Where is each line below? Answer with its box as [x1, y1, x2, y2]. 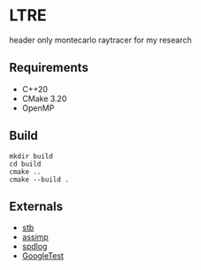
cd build [9, 159, 42, 168]
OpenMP [21, 103, 55, 113]
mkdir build [9, 151, 53, 160]
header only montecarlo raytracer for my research [9, 35, 192, 45]
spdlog [21, 241, 48, 252]
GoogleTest [21, 251, 65, 261]
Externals [9, 198, 64, 213]
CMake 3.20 [21, 93, 67, 104]
